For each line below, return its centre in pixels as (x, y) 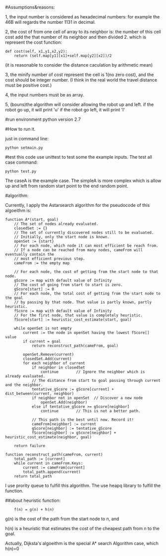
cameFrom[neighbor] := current (64, 424)
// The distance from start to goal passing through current (96, 380)
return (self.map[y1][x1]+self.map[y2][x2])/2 (63, 56)
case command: (22, 162)
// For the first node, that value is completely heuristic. (78, 315)
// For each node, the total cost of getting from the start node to (87, 293)
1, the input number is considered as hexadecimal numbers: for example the (83, 17)
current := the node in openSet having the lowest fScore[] (86, 333)
